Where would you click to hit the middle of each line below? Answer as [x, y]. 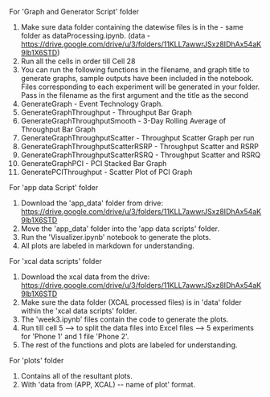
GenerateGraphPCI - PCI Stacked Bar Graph [94, 163]
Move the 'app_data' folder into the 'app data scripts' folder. [120, 229]
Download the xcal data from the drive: [85, 277]
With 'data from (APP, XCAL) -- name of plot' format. [108, 385]
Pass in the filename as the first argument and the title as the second [134, 95]
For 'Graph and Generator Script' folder [74, 12]
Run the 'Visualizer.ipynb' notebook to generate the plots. [116, 237]
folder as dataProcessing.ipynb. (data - [86, 36]
